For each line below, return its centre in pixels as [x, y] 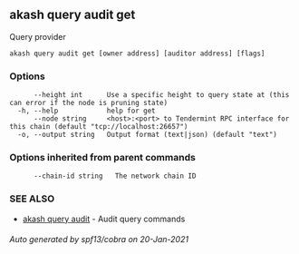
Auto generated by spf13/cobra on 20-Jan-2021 [99, 239]
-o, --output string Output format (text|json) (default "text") [148, 135]
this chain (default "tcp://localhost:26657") [99, 127]
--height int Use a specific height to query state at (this [161, 95]
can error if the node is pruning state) [89, 103]
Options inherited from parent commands [103, 158]
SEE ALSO [32, 199]
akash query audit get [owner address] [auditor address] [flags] [137, 54]
